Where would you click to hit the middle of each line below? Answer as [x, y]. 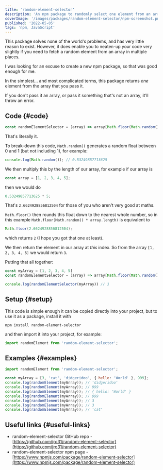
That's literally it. [22, 136]
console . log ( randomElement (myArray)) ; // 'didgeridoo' [62, 383]
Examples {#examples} [41, 358]
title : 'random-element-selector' [40, 9]
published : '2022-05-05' [30, 23]
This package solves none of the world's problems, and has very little [74, 41]
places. [12, 57]
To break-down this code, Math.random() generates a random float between [81, 146]
